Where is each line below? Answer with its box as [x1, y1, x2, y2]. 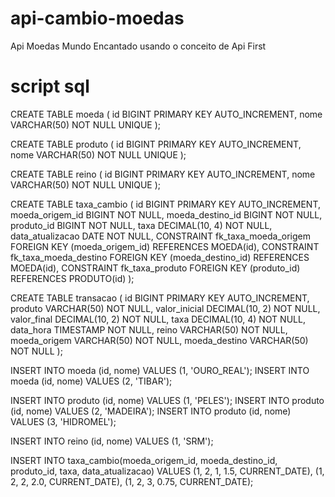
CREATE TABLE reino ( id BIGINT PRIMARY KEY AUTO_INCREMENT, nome [10, 168, 316, 180]
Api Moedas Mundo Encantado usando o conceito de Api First [10, 40, 267, 52]
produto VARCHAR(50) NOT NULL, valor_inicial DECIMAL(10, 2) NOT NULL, [10, 302, 321, 314]
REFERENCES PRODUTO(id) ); [10, 272, 135, 284]
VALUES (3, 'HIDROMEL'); [10, 415, 117, 427]
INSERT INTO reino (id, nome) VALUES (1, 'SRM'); [10, 435, 214, 447]
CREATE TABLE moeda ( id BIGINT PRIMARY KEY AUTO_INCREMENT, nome [10, 108, 323, 120]
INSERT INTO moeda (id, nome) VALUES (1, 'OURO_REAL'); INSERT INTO [10, 364, 310, 376]
